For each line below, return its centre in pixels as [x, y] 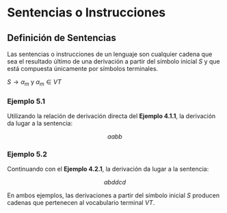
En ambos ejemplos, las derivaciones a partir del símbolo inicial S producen [113, 195]
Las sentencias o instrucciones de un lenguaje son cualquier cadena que [110, 54]
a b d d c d [115, 182]
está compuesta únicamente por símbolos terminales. [83, 69]
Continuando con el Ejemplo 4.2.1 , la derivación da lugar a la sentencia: [108, 169]
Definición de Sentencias [62, 38]
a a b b [115, 137]
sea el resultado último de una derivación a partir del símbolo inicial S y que [113, 61]
